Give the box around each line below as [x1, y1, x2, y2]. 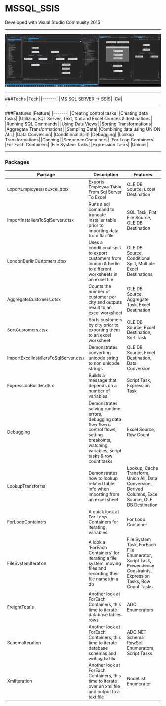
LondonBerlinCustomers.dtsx [7, 258, 67, 264]
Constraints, [127, 568, 152, 574]
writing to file [88, 655, 116, 661]
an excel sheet [88, 496, 119, 502]
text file [88, 694, 104, 700]
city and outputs [88, 299, 122, 305]
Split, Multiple [127, 261, 155, 267]
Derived [127, 486, 143, 492]
